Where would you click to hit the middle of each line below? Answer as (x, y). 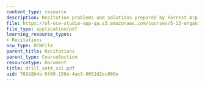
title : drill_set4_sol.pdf (41, 68)
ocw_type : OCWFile (30, 46)
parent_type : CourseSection (42, 57)
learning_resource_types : (39, 35)
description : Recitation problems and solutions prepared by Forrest (97, 18)
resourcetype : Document (37, 62)
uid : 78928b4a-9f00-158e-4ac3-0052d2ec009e (63, 74)
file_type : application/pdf (42, 29)
